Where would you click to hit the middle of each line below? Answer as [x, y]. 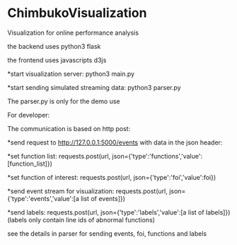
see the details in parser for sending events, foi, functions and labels [107, 233]
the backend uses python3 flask [54, 46]
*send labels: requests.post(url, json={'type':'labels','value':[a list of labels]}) [119, 212]
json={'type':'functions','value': [157, 156]
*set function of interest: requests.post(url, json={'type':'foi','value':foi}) [112, 177]
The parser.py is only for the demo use [64, 101]
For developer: [29, 115]
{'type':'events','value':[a [44, 198]
